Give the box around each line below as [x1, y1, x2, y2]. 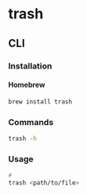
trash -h [8, 135, 37, 142]
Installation [8, 60, 53, 72]
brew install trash [8, 97, 73, 106]
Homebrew [8, 80, 46, 90]
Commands [8, 116, 54, 127]
